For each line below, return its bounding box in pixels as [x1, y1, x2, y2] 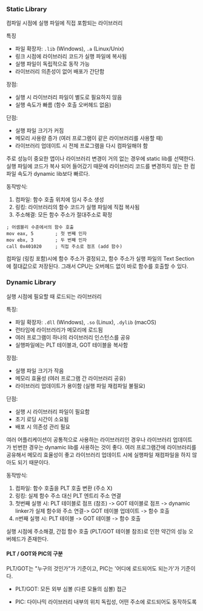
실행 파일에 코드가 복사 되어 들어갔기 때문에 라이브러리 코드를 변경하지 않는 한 [6, 162, 189, 170]
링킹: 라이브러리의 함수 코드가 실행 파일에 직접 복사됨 [15, 204, 140, 211]
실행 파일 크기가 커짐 [15, 127, 64, 135]
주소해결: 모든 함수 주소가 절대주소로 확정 [15, 211, 113, 218]
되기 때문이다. [17, 458, 50, 466]
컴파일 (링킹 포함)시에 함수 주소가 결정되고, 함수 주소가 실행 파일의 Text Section [6, 255, 195, 262]
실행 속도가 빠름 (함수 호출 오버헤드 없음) [15, 101, 111, 109]
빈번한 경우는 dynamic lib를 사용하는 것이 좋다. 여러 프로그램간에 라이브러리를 [12, 443, 197, 450]
